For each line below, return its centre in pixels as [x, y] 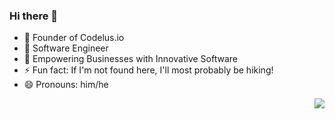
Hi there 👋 [34, 16]
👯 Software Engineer [66, 48]
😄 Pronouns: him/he [66, 85]
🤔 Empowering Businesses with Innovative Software [130, 59]
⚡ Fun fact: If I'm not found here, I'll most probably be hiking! [148, 70]
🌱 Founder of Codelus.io [74, 38]
